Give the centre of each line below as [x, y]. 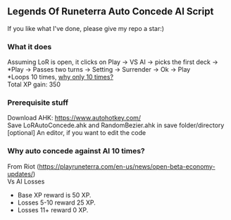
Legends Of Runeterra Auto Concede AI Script [111, 12]
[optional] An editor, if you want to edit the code [77, 133]
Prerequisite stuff [38, 103]
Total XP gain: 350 [34, 84]
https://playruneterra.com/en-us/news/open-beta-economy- [127, 166]
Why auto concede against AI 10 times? [76, 151]
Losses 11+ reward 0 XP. [53, 209]
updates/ [20, 174]
